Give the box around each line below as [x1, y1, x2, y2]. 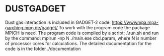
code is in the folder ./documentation [5, 46, 81, 52]
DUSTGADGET [5, 3, 66, 14]
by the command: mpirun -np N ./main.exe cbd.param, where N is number [5, 35, 157, 41]
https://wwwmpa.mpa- [111, 19, 159, 25]
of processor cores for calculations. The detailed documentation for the [5, 40, 152, 46]
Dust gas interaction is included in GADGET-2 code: [5, 19, 111, 25]
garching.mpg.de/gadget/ [5, 24, 58, 30]
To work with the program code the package [59, 24, 150, 30]
